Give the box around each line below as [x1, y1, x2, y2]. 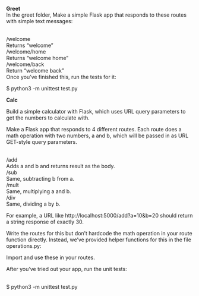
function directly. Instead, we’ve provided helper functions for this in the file [6, 236, 192, 243]
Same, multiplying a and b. [6, 188, 71, 195]
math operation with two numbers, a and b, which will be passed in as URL [6, 132, 189, 139]
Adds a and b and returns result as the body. [6, 163, 115, 169]
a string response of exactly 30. [6, 218, 84, 225]
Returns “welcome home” [6, 55, 69, 61]
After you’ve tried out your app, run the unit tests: [6, 266, 127, 272]
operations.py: [6, 243, 42, 249]
